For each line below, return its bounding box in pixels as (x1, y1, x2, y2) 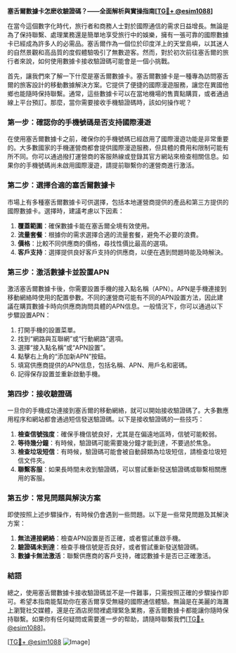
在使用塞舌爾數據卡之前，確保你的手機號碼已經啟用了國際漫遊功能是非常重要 (7, 135, 229, 143)
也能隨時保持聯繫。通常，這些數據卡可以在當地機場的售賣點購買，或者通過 (13, 89, 229, 98)
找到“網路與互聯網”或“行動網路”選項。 (17, 334, 128, 343)
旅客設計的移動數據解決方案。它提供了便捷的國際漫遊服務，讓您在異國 (19, 81, 223, 89)
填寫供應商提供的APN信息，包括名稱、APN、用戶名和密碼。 (17, 361, 192, 369)
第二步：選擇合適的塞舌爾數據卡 (7, 181, 116, 190)
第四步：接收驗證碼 (7, 389, 72, 399)
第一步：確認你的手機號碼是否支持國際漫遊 (7, 117, 152, 127)
